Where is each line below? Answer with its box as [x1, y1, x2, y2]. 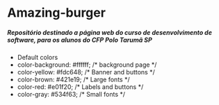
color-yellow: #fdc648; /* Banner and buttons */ [17, 68, 155, 76]
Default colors [17, 54, 58, 62]
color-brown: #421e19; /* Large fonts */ [17, 75, 130, 84]
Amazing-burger [7, 5, 106, 21]
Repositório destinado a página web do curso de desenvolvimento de [7, 28, 212, 36]
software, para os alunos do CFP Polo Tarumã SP [7, 35, 153, 44]
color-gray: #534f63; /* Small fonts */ [17, 90, 126, 99]
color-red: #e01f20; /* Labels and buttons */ [17, 83, 144, 91]
